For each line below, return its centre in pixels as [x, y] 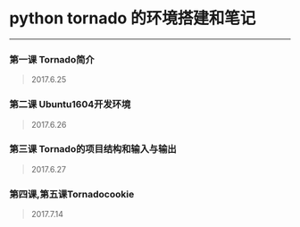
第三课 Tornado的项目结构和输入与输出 [93, 149]
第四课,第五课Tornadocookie [72, 194]
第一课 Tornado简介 [52, 59]
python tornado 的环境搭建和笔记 [133, 18]
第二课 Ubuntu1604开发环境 [70, 105]
